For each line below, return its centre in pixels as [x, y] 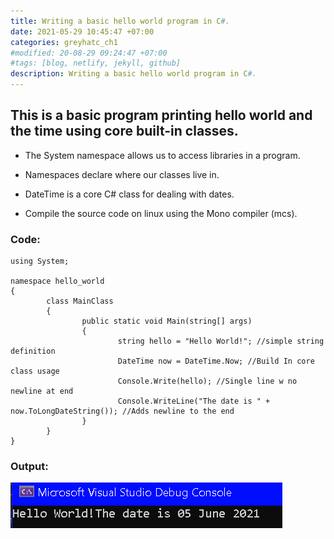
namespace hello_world [57, 281]
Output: [29, 467]
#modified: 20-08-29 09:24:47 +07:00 [89, 53]
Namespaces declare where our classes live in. [122, 174]
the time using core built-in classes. [124, 131]
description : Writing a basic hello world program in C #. [133, 74]
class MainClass [80, 301]
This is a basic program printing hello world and [161, 115]
